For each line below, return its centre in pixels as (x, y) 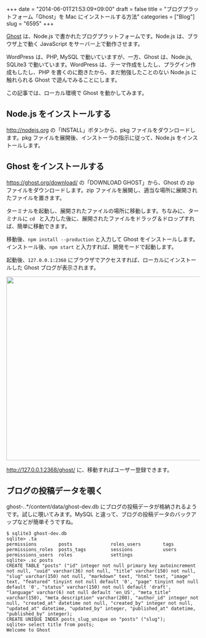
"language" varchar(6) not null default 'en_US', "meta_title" (89, 593)
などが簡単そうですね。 (47, 522)
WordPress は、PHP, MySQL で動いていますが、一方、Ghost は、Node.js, (99, 57)
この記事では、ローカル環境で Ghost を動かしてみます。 (77, 93)
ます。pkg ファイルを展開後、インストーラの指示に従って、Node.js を (94, 137)
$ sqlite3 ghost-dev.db (37, 534)
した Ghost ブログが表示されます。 (55, 267)
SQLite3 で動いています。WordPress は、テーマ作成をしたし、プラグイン (99, 64)
